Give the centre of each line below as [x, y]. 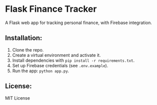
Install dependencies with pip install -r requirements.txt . [73, 60]
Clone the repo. [28, 50]
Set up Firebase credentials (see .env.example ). [60, 65]
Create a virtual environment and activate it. [56, 55]
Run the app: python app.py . [41, 71]
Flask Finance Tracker [51, 9]
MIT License [18, 98]
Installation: [24, 38]
